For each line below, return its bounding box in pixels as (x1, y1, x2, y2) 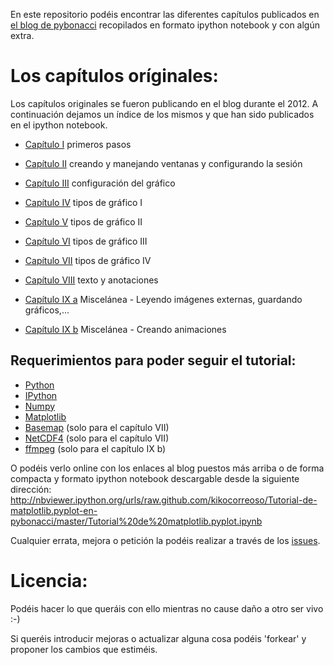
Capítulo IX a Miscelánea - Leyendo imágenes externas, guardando (24, 293, 303, 305)
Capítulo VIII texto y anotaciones (24, 274, 159, 286)
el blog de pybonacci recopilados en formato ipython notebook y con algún (10, 19, 321, 31)
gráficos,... (24, 304, 70, 316)
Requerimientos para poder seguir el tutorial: (10, 352, 297, 369)
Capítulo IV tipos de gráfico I (24, 196, 143, 208)
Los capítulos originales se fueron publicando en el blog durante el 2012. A (10, 97, 319, 109)
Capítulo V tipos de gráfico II (24, 215, 143, 228)
